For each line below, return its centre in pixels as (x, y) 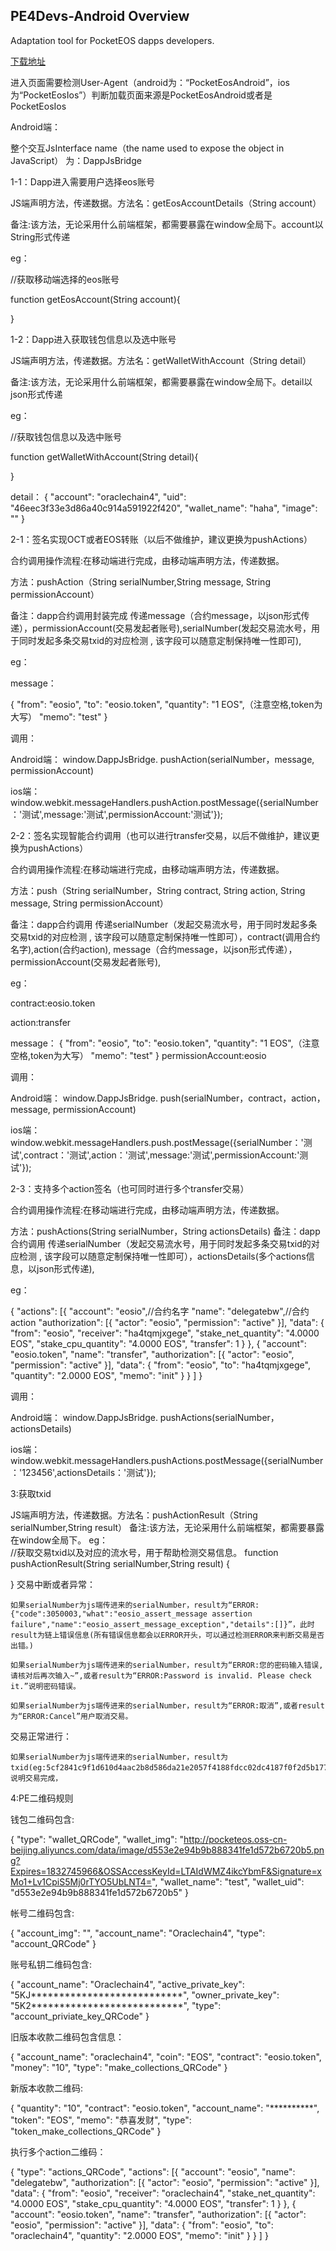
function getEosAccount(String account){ (95, 299)
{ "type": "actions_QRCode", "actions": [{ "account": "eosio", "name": (153, 2171)
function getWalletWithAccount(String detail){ (104, 456)
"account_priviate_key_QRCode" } (80, 2016)
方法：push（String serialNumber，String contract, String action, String (158, 890)
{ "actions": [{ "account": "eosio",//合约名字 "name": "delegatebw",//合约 (160, 1311)
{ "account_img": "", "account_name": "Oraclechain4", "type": (138, 1933)
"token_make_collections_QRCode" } (86, 2131)
